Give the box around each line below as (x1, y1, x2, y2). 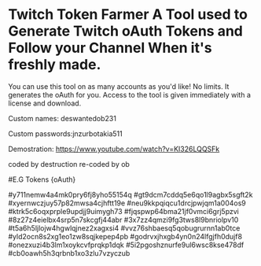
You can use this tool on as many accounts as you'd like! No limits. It (8, 81, 230, 91)
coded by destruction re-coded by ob (8, 159, 130, 168)
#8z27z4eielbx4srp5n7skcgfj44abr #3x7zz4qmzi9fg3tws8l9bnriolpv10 (8, 215, 239, 224)
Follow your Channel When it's (8, 39, 212, 57)
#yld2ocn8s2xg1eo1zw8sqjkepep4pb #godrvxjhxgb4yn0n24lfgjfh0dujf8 (8, 231, 242, 241)
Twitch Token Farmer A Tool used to (8, 6, 248, 24)
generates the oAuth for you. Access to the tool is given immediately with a (8, 90, 252, 99)
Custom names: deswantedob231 (8, 113, 116, 123)
